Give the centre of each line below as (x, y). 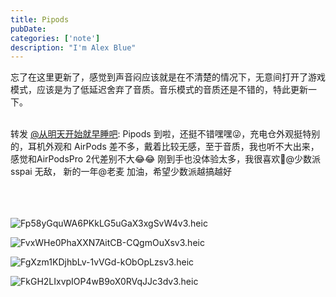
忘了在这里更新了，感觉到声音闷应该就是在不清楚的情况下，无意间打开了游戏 (168, 77)
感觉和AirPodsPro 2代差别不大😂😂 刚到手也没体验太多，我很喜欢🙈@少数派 (166, 159)
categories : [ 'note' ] (55, 38)
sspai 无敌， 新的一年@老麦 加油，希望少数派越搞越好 (121, 172)
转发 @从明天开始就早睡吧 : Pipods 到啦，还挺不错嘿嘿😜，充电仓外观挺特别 (165, 134)
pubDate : (28, 29)
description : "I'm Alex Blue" (73, 47)
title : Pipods (40, 19)
